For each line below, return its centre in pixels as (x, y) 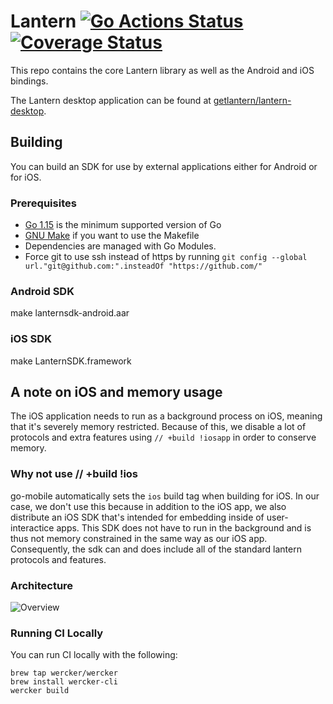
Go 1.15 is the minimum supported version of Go (123, 225)
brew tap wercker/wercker (64, 673)
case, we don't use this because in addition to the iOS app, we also (148, 506)
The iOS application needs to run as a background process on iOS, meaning (166, 416)
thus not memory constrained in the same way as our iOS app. (139, 538)
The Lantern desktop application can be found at (111, 100)
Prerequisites (43, 203)
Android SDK (42, 291)
